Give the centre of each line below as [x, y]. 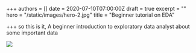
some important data [32, 33]
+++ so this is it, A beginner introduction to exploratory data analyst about [98, 26]
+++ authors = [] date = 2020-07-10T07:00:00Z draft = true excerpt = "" [96, 9]
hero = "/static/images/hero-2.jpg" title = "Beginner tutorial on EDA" [90, 15]
